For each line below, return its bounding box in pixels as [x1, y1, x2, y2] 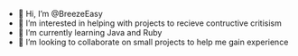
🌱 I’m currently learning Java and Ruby [17, 28, 163, 37]
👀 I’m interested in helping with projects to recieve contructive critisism [17, 18, 282, 28]
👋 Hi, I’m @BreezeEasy [17, 9, 104, 19]
